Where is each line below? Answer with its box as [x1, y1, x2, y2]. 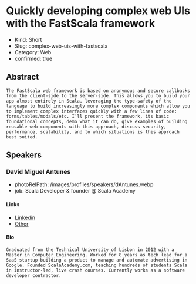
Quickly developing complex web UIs [6, 4, 191, 18]
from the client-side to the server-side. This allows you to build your [6, 93, 191, 98]
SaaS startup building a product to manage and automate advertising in [6, 257, 188, 263]
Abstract [6, 72, 39, 82]
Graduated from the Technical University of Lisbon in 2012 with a [6, 246, 175, 253]
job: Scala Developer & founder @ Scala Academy [14, 187, 136, 194]
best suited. [6, 134, 38, 140]
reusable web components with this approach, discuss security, [6, 124, 167, 130]
